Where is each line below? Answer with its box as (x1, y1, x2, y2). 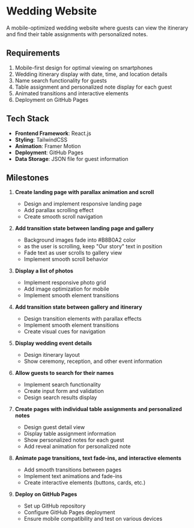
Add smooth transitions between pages (23, 466, 122, 474)
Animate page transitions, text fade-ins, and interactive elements (14, 454, 182, 462)
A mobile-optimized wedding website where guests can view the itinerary (6, 24, 189, 31)
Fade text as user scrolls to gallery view (23, 249, 123, 257)
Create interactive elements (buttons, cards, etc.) (23, 479, 146, 486)
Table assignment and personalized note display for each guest (14, 83, 172, 90)
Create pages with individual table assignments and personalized (14, 406, 182, 413)
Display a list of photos (14, 267, 74, 275)
